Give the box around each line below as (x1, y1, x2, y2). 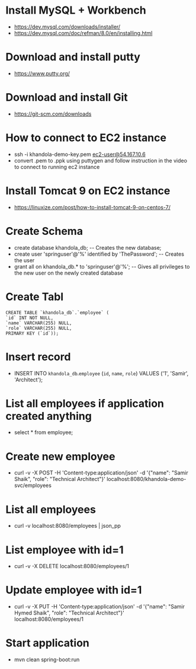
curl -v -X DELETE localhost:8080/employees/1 (14, 563, 130, 570)
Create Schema (5, 224, 83, 238)
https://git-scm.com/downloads (14, 110, 92, 117)
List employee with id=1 (5, 543, 124, 556)
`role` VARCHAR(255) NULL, (5, 325, 72, 331)
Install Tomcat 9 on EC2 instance (5, 184, 171, 197)
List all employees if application (5, 397, 164, 410)
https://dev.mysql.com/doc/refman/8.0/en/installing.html (14, 29, 153, 36)
